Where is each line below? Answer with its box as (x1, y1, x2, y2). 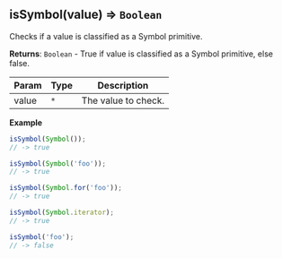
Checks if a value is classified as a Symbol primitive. (9, 30, 203, 41)
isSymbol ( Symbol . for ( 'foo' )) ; (9, 184, 123, 193)
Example (9, 116, 43, 128)
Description (97, 79, 149, 91)
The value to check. (81, 94, 164, 107)
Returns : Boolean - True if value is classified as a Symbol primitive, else (9, 48, 274, 59)
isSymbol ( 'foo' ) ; (9, 232, 75, 241)
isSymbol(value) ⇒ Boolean (9, 7, 163, 22)
